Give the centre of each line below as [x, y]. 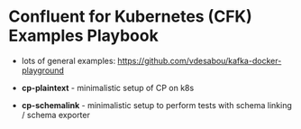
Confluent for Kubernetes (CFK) [131, 17]
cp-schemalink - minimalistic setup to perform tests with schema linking [156, 105]
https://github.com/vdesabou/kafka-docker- [200, 60]
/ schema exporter [56, 115]
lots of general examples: [68, 60]
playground [43, 70]
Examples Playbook [83, 36]
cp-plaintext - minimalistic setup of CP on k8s [108, 88]
